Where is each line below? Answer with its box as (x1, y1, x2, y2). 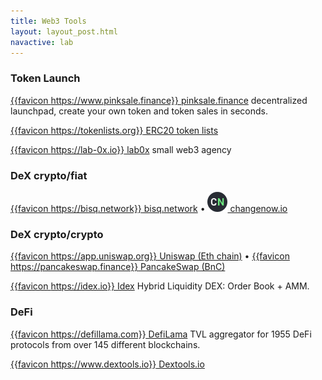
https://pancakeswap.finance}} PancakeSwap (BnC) (10, 261, 226, 273)
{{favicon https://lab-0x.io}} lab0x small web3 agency (10, 143, 232, 155)
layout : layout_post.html (10, 26, 118, 37)
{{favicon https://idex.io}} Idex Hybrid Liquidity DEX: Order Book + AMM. (10, 280, 310, 292)
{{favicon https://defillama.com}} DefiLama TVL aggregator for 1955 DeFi (10, 328, 312, 340)
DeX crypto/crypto (10, 227, 104, 241)
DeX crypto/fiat (10, 168, 88, 182)
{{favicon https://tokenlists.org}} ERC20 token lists (10, 124, 219, 136)
